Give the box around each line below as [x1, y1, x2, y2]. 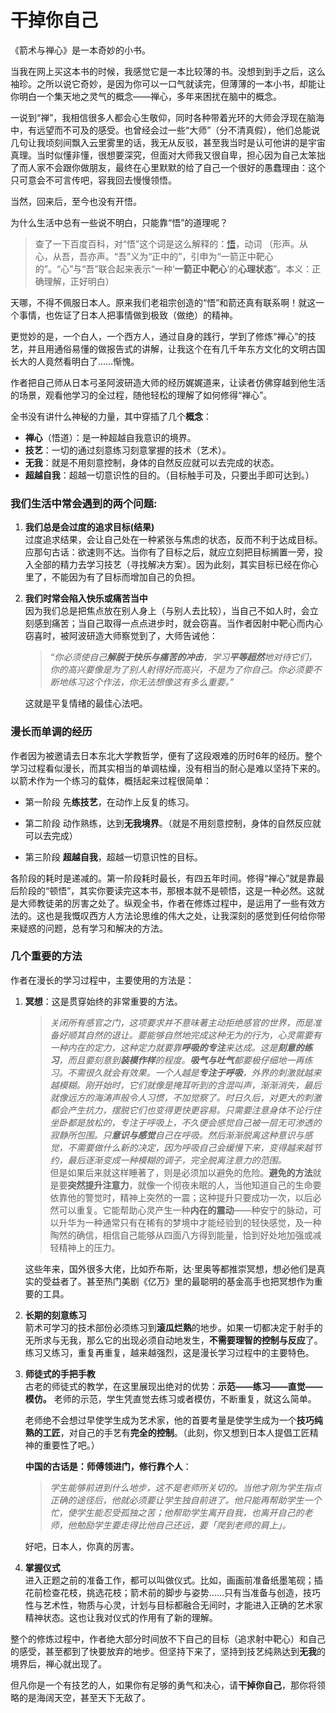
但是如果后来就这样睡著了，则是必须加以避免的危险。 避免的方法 [49, 1166, 313, 1178]
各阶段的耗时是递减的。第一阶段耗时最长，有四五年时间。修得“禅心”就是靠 [10, 872, 317, 884]
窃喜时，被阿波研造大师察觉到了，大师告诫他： [24, 630, 218, 642]
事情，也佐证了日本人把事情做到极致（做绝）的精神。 [18, 309, 238, 321]
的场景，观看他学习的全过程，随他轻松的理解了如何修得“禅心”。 [10, 389, 273, 401]
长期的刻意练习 [24, 1309, 87, 1321]
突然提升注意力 [67, 1179, 130, 1191]
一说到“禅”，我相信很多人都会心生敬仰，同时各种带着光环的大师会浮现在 [10, 111, 308, 123]
